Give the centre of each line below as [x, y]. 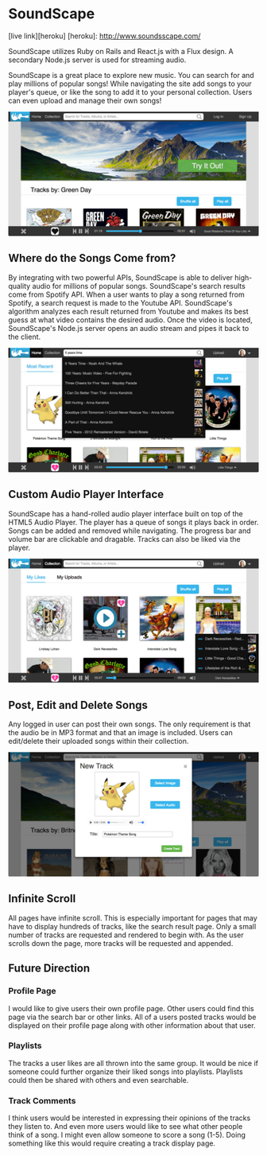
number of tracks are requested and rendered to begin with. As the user [126, 935]
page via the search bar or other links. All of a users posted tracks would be [132, 1017]
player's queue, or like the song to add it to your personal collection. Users [130, 91]
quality [19, 286]
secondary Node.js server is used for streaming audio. [97, 60]
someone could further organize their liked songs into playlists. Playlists [126, 1072]
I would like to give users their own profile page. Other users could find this [131, 1008]
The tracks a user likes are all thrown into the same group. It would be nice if [133, 1063]
